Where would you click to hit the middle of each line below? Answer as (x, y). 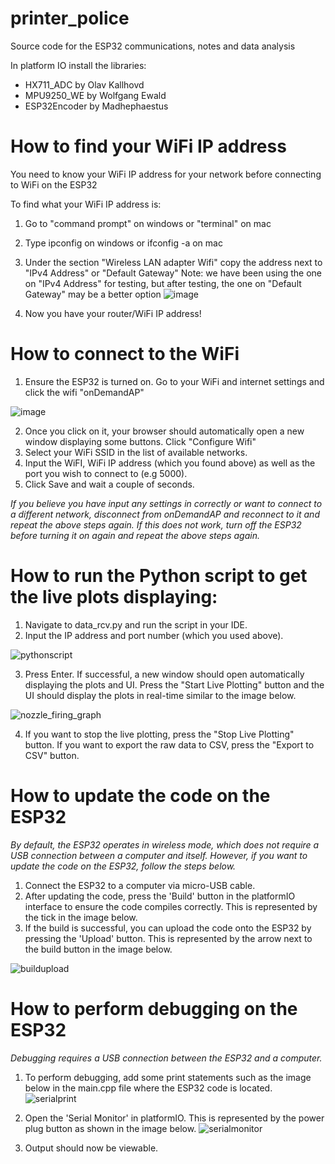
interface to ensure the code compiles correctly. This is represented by (171, 906)
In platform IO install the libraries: (78, 65)
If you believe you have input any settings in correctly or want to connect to (166, 503)
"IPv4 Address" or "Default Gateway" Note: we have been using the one (173, 273)
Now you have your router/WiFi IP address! (113, 313)
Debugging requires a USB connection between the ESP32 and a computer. (166, 1058)
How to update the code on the (140, 795)
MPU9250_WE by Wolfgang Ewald (95, 95)
